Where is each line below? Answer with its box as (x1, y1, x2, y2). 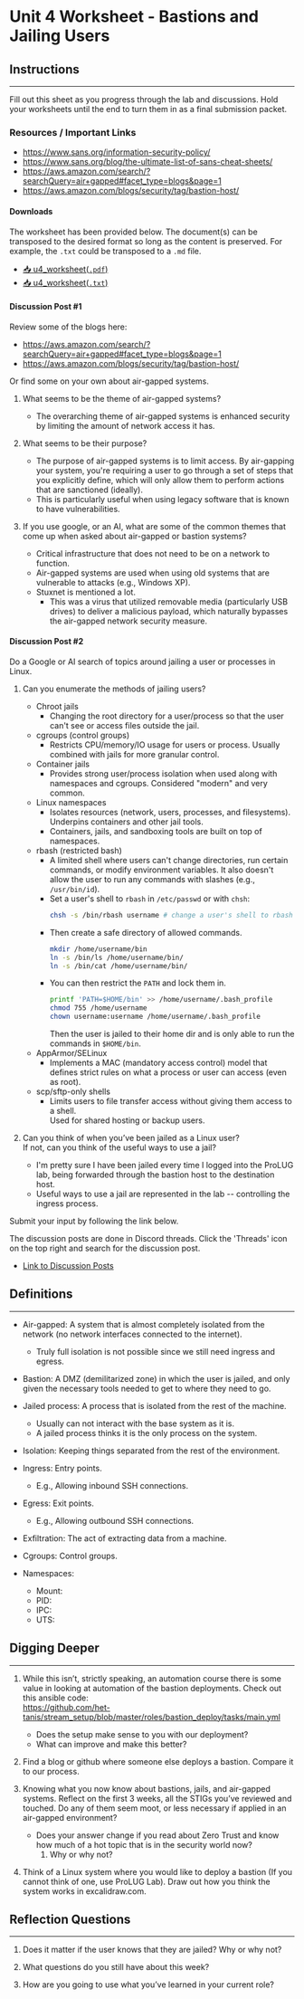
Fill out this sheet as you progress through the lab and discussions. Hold (9, 94, 279, 105)
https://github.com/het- (22, 1701, 110, 1712)
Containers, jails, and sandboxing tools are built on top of (49, 825, 262, 836)
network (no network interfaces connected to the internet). (22, 1328, 242, 1339)
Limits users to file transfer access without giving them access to (49, 1096, 292, 1107)
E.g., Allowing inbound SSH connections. (35, 1480, 189, 1490)
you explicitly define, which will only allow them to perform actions (35, 474, 285, 485)
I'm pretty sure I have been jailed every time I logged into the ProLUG (35, 1160, 294, 1171)
